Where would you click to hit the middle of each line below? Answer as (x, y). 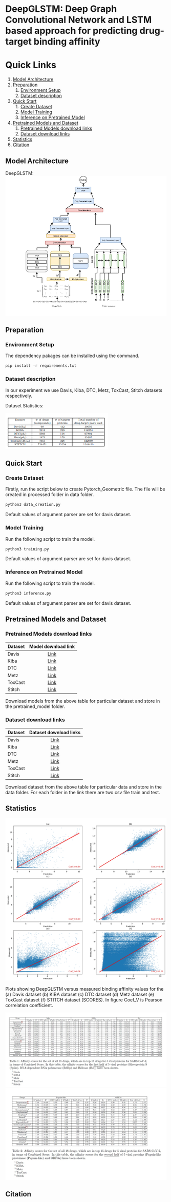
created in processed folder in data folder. (50, 495)
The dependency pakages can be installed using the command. (72, 356)
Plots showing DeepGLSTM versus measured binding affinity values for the (84, 989)
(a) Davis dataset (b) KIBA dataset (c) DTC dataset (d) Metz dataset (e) (80, 994)
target (18, 42)
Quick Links (31, 65)
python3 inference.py (28, 593)
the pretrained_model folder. (35, 706)
